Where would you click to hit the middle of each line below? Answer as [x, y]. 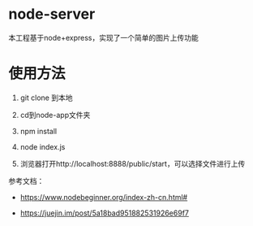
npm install [39, 131]
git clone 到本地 [46, 98]
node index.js [43, 146]
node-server [52, 14]
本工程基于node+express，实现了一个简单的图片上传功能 [103, 37]
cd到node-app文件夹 [55, 115]
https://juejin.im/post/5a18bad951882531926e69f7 [104, 213]
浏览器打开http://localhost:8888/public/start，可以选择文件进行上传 [133, 163]
